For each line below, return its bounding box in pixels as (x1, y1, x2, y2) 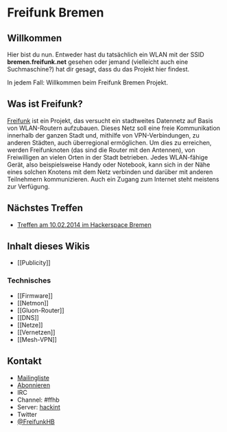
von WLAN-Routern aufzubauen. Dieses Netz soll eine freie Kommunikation (7, 124, 221, 132)
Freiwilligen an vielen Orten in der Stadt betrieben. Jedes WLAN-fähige (7, 153, 208, 161)
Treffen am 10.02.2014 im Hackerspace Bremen (16, 220, 152, 228)
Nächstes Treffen (7, 202, 84, 214)
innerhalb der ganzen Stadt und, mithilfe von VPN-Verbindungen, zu (7, 131, 200, 139)
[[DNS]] (16, 313, 39, 321)
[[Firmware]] (16, 291, 53, 300)
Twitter (16, 410, 38, 418)
